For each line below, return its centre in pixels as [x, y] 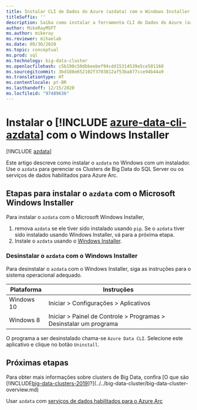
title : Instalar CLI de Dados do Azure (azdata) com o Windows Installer [98, 11]
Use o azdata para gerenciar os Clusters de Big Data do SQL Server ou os [95, 169]
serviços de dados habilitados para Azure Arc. [62, 175]
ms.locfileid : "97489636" [38, 93]
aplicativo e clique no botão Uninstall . [53, 344]
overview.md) [23, 389]
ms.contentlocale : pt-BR [36, 83]
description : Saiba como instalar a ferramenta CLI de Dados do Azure [94, 22]
